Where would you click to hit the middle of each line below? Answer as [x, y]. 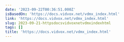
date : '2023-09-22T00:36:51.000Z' [41, 9]
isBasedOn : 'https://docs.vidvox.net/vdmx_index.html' [62, 14]
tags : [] [14, 28]
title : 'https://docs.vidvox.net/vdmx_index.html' [58, 32]
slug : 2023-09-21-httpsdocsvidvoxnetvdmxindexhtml [58, 23]
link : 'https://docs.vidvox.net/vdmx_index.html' [57, 18]
